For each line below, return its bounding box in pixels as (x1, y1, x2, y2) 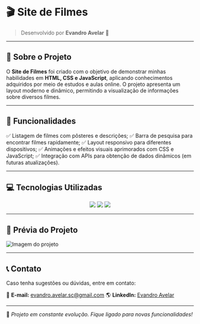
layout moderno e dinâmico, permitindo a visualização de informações (6, 87, 179, 94)
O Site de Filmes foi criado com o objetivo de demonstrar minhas (6, 67, 166, 75)
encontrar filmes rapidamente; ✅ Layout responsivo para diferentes (6, 138, 171, 146)
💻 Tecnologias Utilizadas (6, 182, 102, 192)
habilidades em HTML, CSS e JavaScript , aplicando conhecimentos (6, 74, 173, 81)
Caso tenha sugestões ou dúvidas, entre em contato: (6, 279, 136, 286)
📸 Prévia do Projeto (6, 225, 79, 235)
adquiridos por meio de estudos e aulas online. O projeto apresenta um (6, 81, 180, 88)
